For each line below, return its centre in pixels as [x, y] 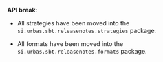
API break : [22, 10]
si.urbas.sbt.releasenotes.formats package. [82, 51]
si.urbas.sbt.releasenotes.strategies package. [87, 31]
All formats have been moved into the [70, 44]
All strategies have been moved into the [73, 23]
